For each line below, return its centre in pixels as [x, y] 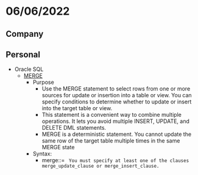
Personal [23, 54]
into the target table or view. [77, 108]
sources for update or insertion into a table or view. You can [117, 95]
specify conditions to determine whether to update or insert [117, 102]
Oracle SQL [29, 69]
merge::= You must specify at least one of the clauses [115, 160]
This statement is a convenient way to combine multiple [112, 115]
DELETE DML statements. [74, 128]
